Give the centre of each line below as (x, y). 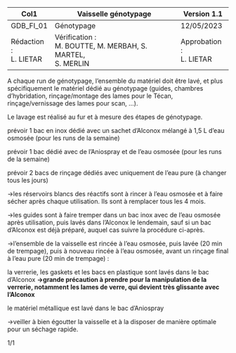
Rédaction (27, 41)
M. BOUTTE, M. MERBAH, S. (101, 46)
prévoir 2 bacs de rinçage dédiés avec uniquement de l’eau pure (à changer (117, 173)
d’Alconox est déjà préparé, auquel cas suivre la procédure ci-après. (106, 230)
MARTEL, (70, 54)
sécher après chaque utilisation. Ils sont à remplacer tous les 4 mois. (106, 201)
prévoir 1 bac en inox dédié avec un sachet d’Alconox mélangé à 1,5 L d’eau (116, 130)
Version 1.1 (203, 14)
